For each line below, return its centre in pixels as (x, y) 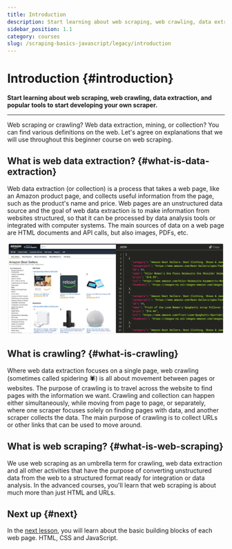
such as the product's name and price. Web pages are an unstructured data (115, 203)
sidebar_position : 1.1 (40, 29)
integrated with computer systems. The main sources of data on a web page (116, 225)
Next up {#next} (42, 514)
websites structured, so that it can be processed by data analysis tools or (112, 218)
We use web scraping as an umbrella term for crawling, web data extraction (115, 463)
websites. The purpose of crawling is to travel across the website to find (110, 388)
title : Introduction (37, 14)
